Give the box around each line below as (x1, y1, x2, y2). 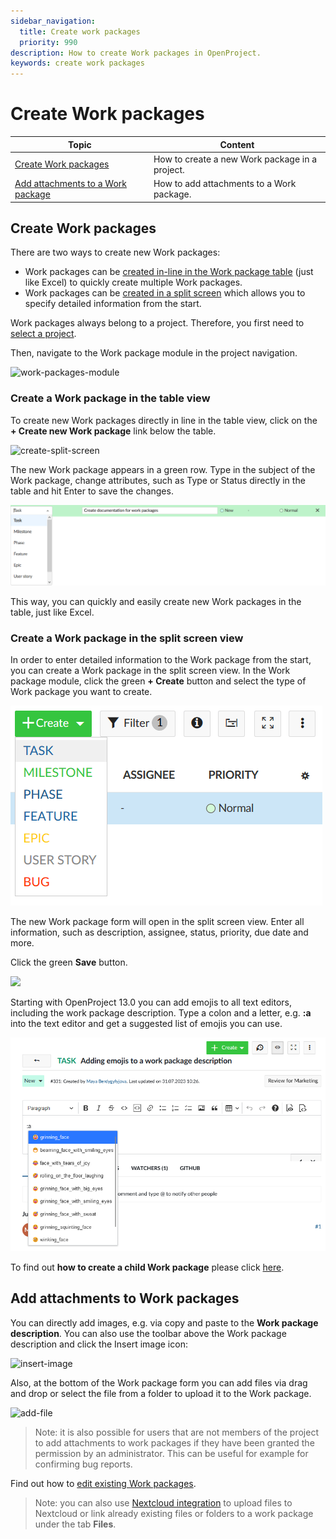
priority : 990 (19, 37, 78, 47)
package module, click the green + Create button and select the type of (10, 675, 307, 687)
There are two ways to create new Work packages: (10, 246, 221, 259)
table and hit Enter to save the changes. (10, 485, 174, 497)
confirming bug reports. (34, 1458, 133, 1470)
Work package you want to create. (10, 686, 153, 698)
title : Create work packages (19, 26, 141, 37)
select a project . (10, 328, 77, 340)
